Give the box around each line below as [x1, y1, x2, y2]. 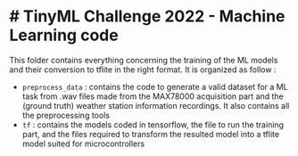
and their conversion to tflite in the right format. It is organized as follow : [9, 64, 277, 75]
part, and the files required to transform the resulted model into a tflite [21, 128, 279, 139]
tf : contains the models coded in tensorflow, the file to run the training [21, 119, 284, 130]
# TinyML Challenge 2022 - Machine [9, 6, 286, 27]
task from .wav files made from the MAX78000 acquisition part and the [21, 91, 284, 102]
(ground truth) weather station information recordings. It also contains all [21, 100, 290, 111]
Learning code [9, 25, 119, 45]
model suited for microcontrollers [21, 138, 145, 149]
